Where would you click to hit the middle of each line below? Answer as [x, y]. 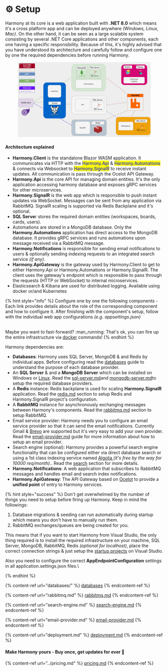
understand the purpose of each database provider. [66, 368]
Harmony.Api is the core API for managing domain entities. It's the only [86, 180]
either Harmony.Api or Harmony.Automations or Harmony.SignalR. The [85, 270]
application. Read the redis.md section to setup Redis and [72, 394]
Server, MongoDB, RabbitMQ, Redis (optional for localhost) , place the [77, 546]
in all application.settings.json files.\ [42, 566]
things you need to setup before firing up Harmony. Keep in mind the [76, 499]
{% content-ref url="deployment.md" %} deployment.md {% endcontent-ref [84, 635]
